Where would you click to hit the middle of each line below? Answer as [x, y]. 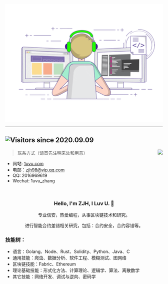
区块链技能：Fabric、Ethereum [44, 264]
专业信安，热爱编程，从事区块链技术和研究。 [84, 215]
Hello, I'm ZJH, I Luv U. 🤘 [84, 203]
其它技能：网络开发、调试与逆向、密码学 [54, 276]
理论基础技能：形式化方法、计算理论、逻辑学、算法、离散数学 [76, 270]
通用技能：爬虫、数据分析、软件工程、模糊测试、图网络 [69, 258]
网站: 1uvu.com [28, 163]
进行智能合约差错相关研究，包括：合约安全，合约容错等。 [84, 226]
